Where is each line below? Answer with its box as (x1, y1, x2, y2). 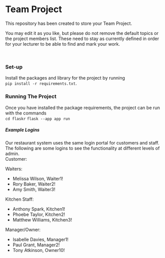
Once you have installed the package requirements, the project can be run (5, 104, 160, 110)
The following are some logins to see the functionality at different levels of (5, 145, 160, 151)
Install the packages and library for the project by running (5, 75, 126, 81)
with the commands (5, 110, 47, 116)
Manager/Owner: (5, 227, 41, 233)
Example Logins (5, 127, 39, 133)
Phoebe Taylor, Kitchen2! (12, 211, 65, 217)
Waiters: (5, 166, 23, 172)
